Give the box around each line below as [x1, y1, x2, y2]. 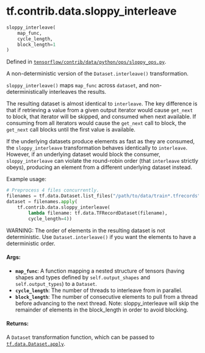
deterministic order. [6, 240, 56, 247]
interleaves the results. [49, 88, 107, 96]
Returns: [6, 320, 29, 327]
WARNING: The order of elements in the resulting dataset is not [6, 227, 166, 234]
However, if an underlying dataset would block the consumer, [6, 151, 160, 158]
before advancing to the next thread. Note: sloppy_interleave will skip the [15, 299, 199, 307]
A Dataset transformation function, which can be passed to [6, 333, 154, 341]
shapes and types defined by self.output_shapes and [15, 273, 151, 281]
